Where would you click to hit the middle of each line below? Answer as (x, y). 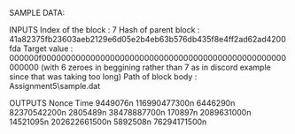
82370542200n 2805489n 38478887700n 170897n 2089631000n (130, 112)
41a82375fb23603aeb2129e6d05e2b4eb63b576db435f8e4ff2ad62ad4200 (147, 39)
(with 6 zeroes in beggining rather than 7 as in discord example (156, 67)
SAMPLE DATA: (37, 13)
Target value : (48, 48)
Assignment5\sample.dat (55, 86)
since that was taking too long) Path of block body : (103, 77)
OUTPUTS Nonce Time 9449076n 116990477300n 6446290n (122, 103)
